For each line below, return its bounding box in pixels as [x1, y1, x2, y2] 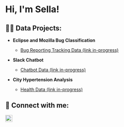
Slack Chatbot [12, 57, 44, 63]
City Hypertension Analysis [12, 77, 73, 82]
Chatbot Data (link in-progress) [20, 67, 86, 73]
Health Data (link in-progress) [20, 86, 83, 92]
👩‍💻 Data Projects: [5, 24, 62, 33]
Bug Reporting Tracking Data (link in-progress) [20, 47, 119, 53]
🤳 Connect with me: [5, 101, 69, 110]
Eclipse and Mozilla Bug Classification [12, 37, 95, 43]
